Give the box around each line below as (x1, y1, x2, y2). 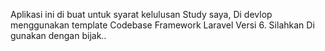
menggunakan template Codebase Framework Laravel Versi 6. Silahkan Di (10, 19, 315, 31)
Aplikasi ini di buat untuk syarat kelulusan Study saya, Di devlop (10, 9, 273, 20)
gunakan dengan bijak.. (10, 30, 107, 41)
